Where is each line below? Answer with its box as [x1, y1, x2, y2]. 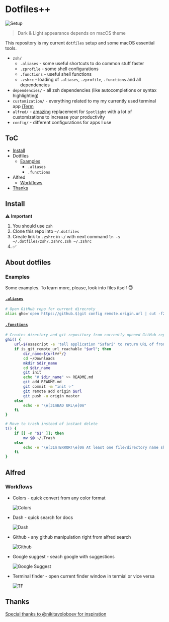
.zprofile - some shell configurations [20, 66, 99, 72]
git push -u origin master [23, 393, 80, 398]
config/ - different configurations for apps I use [12, 119, 112, 125]
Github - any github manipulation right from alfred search [12, 534, 131, 540]
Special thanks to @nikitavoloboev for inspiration [5, 611, 107, 617]
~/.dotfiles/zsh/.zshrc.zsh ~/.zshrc [12, 239, 92, 244]
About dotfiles [5, 258, 51, 267]
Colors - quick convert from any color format [12, 495, 106, 501]
